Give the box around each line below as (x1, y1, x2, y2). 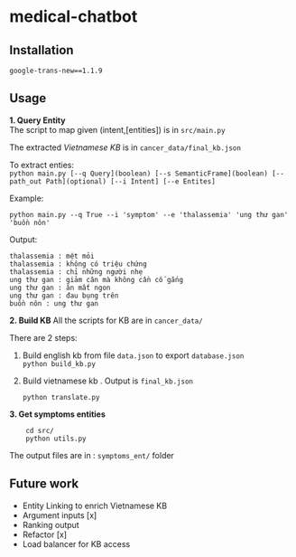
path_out (9, 176, 42, 186)
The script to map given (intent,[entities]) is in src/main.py (9, 124, 226, 135)
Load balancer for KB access (22, 538, 131, 549)
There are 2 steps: (9, 332, 79, 343)
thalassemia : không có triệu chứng (9, 260, 147, 269)
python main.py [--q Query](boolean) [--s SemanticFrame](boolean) (9, 169, 269, 178)
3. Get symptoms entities (9, 409, 106, 420)
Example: (9, 193, 44, 203)
